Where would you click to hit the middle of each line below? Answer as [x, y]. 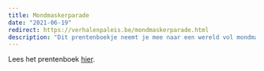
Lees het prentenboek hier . [52, 59]
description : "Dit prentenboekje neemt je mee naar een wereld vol [121, 37]
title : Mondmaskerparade [49, 15]
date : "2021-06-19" [40, 23]
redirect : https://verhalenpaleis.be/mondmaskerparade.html [109, 30]
